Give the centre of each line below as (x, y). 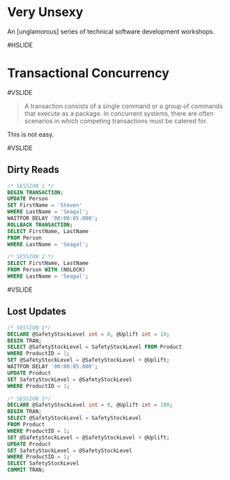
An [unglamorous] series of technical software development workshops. (111, 31)
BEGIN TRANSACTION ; (36, 193)
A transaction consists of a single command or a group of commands (123, 106)
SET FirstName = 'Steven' (45, 205)
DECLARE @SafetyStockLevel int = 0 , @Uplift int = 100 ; (90, 405)
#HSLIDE (20, 45)
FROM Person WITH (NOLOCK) (46, 270)
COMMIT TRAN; (26, 470)
